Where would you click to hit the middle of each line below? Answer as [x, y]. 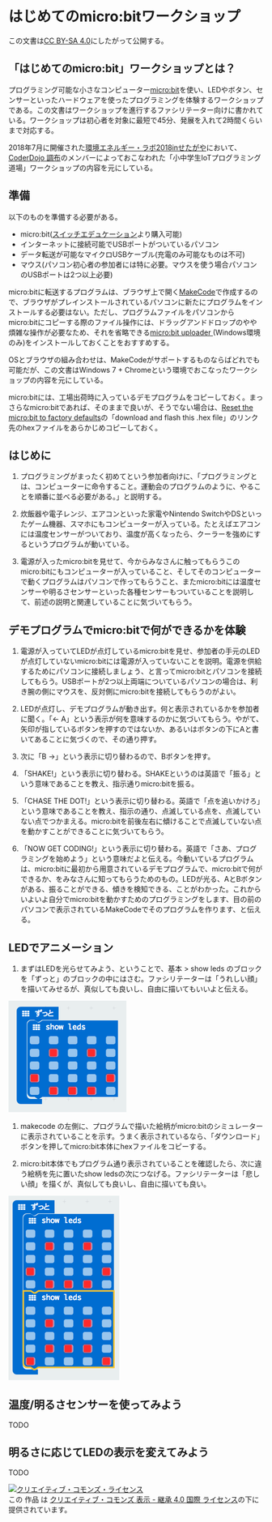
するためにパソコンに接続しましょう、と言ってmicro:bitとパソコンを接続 [141, 671]
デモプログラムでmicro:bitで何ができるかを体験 [127, 630]
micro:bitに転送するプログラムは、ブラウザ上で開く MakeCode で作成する [130, 292]
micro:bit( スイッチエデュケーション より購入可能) [101, 234]
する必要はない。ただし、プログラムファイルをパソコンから [135, 312]
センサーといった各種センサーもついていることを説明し [162, 592]
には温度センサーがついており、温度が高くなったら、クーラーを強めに [137, 534]
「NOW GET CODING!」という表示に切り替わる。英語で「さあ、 [128, 849]
